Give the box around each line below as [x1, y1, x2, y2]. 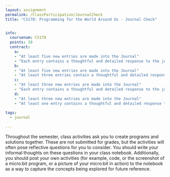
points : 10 [10, 40, 33, 45]
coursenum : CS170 [10, 35, 47, 40]
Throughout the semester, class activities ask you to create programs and [5, 134, 159, 140]
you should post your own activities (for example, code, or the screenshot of [5, 155, 165, 161]
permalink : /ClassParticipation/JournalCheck [5, 12, 103, 17]
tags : [5, 110, 17, 115]
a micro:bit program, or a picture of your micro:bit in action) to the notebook [5, 160, 163, 166]
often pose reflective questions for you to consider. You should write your [5, 144, 158, 150]
